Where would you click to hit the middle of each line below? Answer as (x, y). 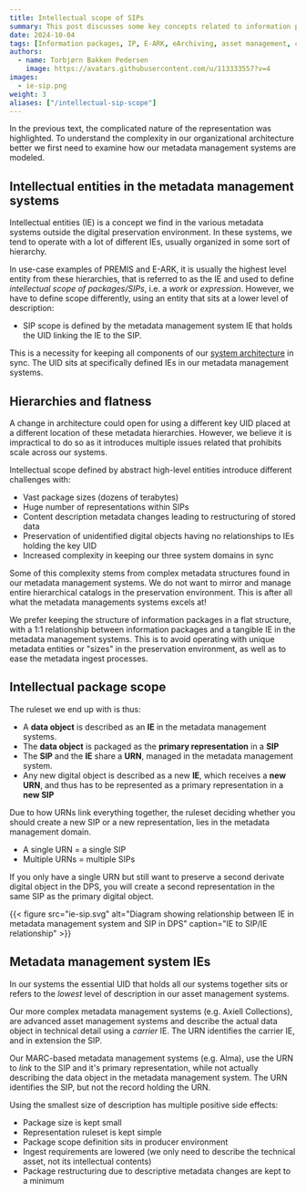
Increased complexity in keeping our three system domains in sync (148, 555)
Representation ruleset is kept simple (92, 1132)
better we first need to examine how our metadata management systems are (153, 148)
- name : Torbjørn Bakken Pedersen (83, 60)
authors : (26, 52)
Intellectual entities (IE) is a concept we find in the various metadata (137, 223)
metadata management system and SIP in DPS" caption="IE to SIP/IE (138, 923)
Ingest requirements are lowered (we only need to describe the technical (159, 1151)
